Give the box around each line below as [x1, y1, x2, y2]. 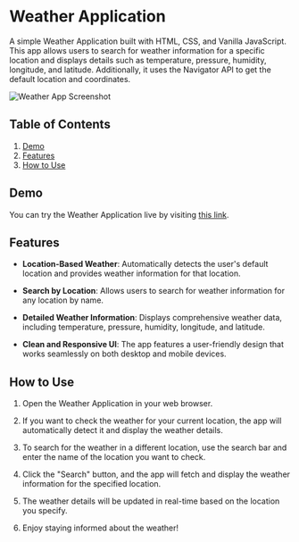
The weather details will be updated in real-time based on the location [21, 496, 280, 506]
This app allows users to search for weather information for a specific [9, 45, 265, 55]
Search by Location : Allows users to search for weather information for [21, 286, 286, 296]
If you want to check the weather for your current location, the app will [21, 415, 282, 426]
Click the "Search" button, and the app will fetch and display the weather [21, 469, 291, 479]
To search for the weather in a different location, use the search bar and [21, 442, 287, 453]
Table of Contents [9, 117, 112, 132]
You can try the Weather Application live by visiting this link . [9, 209, 229, 220]
